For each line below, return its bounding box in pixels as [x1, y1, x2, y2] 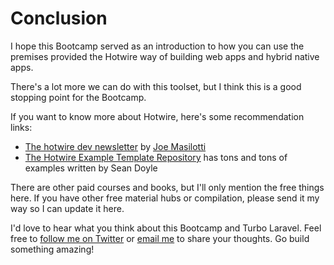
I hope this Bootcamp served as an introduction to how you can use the [10, 40, 305, 52]
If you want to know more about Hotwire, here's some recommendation [10, 110, 305, 122]
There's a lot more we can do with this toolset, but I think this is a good [10, 80, 302, 92]
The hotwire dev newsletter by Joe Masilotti [24, 140, 207, 152]
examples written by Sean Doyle [24, 162, 158, 174]
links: [10, 121, 33, 133]
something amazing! [10, 243, 95, 255]
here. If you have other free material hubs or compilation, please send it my [10, 192, 320, 204]
